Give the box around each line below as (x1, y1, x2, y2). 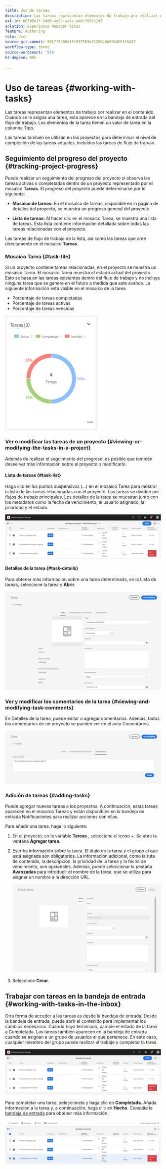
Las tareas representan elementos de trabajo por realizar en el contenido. (5, 109, 155, 115)
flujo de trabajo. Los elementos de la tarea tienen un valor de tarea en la (5, 119, 152, 126)
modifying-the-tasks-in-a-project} (5, 444, 91, 451)
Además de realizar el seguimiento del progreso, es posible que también (5, 456, 153, 462)
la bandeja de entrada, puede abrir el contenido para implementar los (5, 1018, 146, 1024)
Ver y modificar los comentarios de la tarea (5, 698, 111, 705)
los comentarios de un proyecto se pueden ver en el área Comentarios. (5, 721, 150, 727)
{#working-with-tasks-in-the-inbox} (5, 999, 121, 1008)
